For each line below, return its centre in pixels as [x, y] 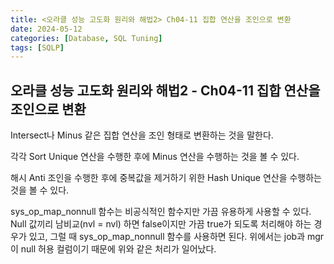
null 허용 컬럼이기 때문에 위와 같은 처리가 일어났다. [118, 249]
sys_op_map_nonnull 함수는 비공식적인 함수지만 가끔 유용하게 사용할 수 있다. [161, 212]
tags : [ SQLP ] [37, 47]
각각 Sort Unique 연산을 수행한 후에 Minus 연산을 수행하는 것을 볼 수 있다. [155, 157]
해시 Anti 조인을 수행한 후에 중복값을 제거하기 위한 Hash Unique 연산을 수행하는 [166, 178]
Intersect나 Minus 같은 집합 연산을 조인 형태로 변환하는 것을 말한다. [142, 135]
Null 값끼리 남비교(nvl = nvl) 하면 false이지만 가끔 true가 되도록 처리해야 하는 [161, 224]
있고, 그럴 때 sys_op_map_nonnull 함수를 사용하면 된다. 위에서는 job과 [167, 237]
